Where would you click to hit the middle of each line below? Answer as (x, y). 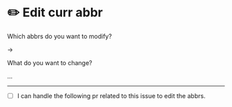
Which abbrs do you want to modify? (60, 36)
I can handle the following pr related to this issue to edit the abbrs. (111, 95)
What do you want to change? (50, 62)
